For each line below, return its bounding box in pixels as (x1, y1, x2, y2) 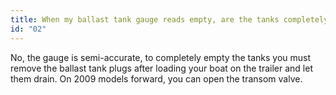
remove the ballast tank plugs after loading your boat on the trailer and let (10, 62, 313, 74)
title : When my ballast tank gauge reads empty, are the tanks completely (10, 14, 329, 25)
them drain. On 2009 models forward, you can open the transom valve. (10, 72, 303, 85)
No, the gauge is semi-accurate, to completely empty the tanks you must (10, 51, 312, 63)
